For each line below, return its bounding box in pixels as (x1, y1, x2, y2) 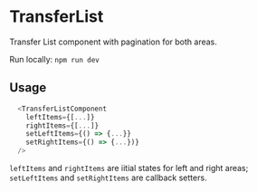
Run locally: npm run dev (9, 53, 100, 64)
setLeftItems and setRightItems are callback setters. (9, 172, 207, 183)
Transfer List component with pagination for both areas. (9, 36, 217, 47)
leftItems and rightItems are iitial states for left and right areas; (9, 163, 249, 173)
